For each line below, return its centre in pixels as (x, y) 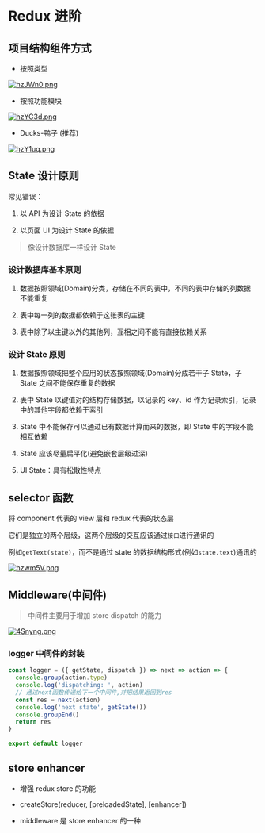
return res (33, 722)
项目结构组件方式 (50, 48)
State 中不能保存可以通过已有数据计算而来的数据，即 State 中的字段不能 (136, 427)
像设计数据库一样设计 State (72, 247)
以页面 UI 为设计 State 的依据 (67, 230)
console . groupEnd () (47, 715)
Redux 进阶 (45, 16)
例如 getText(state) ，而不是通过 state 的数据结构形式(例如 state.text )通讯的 (132, 552)
